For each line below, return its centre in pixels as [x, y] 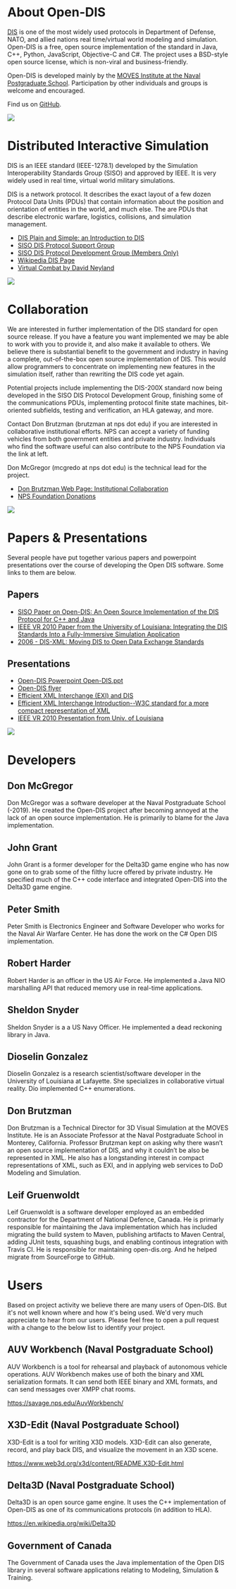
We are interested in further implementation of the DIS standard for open [113, 329]
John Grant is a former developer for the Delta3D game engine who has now [118, 864]
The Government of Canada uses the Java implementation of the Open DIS [116, 1563]
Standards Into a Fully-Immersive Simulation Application [99, 634]
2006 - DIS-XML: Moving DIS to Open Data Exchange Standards [111, 641]
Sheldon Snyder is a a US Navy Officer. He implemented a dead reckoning [115, 1027]
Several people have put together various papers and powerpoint [102, 557]
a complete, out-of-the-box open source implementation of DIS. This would [117, 359]
